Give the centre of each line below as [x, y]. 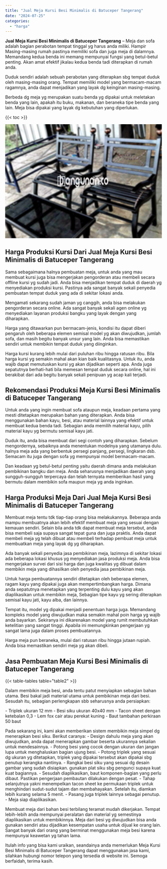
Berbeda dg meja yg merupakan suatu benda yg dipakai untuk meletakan [80, 97]
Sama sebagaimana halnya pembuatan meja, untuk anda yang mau [74, 272]
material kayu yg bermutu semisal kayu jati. [49, 431]
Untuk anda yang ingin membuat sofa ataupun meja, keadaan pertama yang [83, 410]
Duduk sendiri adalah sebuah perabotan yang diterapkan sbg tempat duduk [83, 77]
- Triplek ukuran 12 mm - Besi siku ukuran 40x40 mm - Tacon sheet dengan [83, 711]
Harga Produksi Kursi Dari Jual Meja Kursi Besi [79, 252]
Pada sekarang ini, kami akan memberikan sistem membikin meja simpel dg [83, 731]
